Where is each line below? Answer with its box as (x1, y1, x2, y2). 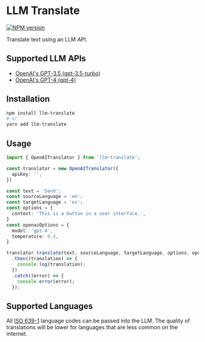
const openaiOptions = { (6, 222, 70, 228)
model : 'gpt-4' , (12, 227, 53, 234)
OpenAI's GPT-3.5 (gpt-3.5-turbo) (15, 70, 101, 77)
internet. (6, 330, 27, 338)
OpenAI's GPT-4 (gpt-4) (15, 76, 76, 83)
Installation (6, 94, 50, 104)
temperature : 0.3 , (12, 233, 59, 239)
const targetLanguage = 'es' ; (6, 199, 84, 205)
